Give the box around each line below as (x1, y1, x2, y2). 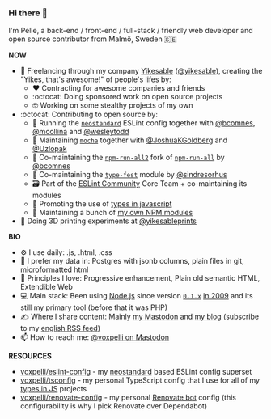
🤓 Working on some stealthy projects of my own (32, 100, 193, 110)
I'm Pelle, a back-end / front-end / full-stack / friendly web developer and (8, 26, 253, 36)
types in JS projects (19, 384, 87, 394)
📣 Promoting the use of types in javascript (32, 199, 172, 209)
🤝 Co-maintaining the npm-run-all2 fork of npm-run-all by (32, 153, 225, 163)
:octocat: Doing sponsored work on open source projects (32, 92, 223, 102)
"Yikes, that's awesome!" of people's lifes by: (19, 74, 171, 84)
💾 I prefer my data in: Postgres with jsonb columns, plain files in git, (19, 256, 244, 266)
